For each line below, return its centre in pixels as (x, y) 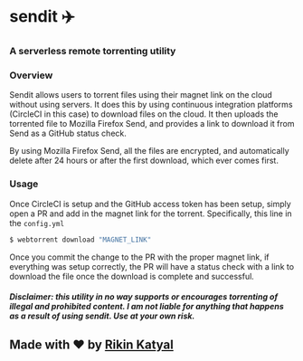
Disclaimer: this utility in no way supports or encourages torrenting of (144, 297)
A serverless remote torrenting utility (93, 52)
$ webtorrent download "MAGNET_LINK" (80, 240)
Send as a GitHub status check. (68, 133)
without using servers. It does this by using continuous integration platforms (151, 105)
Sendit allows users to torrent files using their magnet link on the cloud (141, 95)
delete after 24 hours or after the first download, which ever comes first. (144, 161)
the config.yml (37, 223)
